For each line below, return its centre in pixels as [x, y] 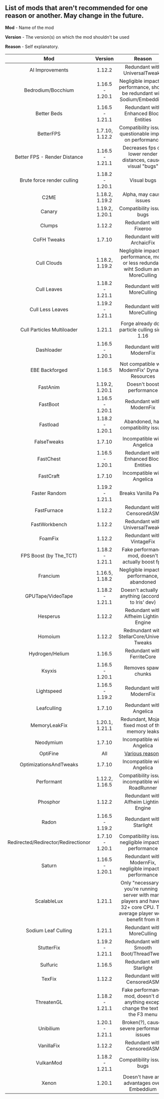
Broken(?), [134, 1022]
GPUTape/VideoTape [49, 596]
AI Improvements [49, 70]
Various [133, 753]
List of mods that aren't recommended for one [76, 8]
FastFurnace [49, 510]
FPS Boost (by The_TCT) [49, 556]
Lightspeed [49, 691]
